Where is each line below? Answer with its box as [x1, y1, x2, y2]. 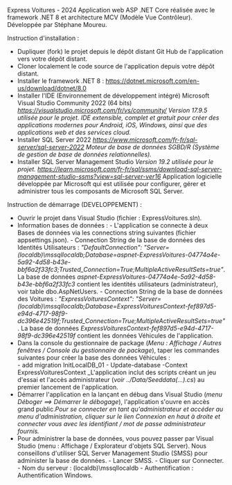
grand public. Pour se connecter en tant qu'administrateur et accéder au [17, 405, 224, 413]
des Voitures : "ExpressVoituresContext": [17, 295, 134, 303]
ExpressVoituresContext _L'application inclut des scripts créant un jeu [17, 368, 217, 376]
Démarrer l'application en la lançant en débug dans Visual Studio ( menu [17, 390, 223, 399]
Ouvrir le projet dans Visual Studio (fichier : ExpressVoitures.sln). [17, 214, 202, 222]
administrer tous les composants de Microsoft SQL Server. [17, 187, 184, 195]
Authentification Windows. [17, 471, 93, 479]
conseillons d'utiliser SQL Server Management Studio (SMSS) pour [17, 449, 208, 457]
